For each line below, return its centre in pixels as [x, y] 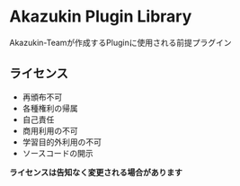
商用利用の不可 [50, 130]
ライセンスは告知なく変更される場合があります [96, 172]
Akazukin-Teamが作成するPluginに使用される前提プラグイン [120, 42]
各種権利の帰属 [50, 108]
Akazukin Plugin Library [101, 17]
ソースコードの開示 [58, 153]
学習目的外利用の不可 [62, 142]
